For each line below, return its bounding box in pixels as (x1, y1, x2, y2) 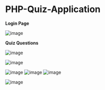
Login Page (5, 20, 29, 26)
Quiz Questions (5, 39, 39, 46)
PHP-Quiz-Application (5, 4, 101, 15)
